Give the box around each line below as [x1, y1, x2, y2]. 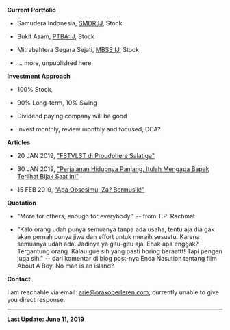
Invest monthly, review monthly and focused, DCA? [16, 125, 161, 133]
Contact [7, 275, 31, 283]
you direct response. [7, 296, 66, 303]
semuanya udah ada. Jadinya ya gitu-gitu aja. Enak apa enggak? [16, 240, 199, 248]
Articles [7, 138, 31, 147]
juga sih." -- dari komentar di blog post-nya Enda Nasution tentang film [16, 255, 218, 262]
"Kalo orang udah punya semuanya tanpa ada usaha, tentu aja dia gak [16, 225, 215, 233]
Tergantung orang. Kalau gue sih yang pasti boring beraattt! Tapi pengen [16, 247, 222, 255]
